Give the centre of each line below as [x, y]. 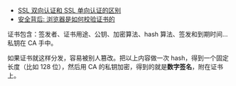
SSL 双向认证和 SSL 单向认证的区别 [69, 10]
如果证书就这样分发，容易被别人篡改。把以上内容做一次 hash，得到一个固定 [118, 58]
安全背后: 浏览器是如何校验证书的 [66, 19]
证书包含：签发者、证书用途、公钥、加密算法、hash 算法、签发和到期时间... [118, 34]
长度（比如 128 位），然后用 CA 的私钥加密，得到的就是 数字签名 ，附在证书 [116, 67]
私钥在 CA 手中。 [32, 43]
